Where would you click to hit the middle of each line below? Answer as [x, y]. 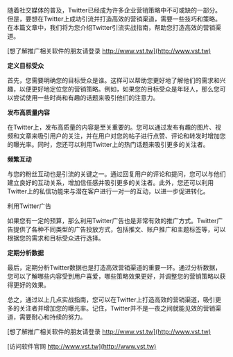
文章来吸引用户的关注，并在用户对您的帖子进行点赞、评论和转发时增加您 [122, 136]
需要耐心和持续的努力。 [53, 317]
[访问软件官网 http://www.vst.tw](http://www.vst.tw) [82, 346]
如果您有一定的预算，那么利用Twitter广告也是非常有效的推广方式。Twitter [112, 221]
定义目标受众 [25, 66]
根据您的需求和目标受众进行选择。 [56, 238]
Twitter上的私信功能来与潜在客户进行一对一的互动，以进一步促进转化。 [108, 191]
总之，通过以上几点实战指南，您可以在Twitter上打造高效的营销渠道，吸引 [111, 299]
